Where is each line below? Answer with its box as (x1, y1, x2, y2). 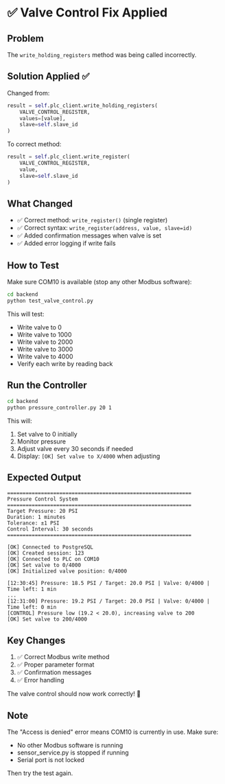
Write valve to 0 (16, 323, 62, 331)
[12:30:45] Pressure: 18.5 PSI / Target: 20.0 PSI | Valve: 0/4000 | (7, 580, 211, 587)
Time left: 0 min (7, 604, 57, 611)
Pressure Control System (7, 496, 78, 503)
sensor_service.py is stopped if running (16, 748, 129, 757)
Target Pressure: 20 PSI (7, 508, 78, 515)
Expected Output (7, 472, 82, 483)
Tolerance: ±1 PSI (7, 520, 60, 527)
